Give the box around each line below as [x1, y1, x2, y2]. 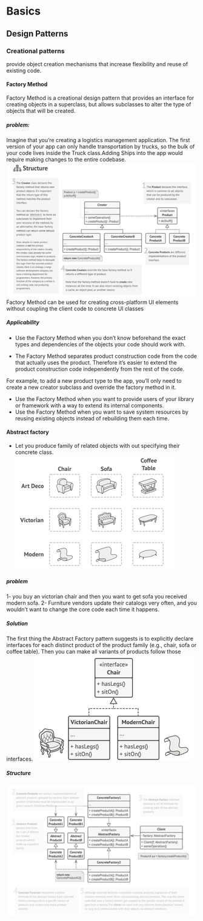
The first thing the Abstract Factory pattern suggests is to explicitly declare [6, 635, 194, 642]
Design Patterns [6, 29, 68, 39]
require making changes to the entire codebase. [6, 156, 126, 163]
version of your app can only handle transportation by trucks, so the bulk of [6, 143, 195, 150]
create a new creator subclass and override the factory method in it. [6, 383, 176, 391]
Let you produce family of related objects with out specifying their [15, 442, 180, 450]
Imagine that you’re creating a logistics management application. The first [6, 137, 190, 144]
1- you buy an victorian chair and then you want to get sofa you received [6, 593, 187, 600]
